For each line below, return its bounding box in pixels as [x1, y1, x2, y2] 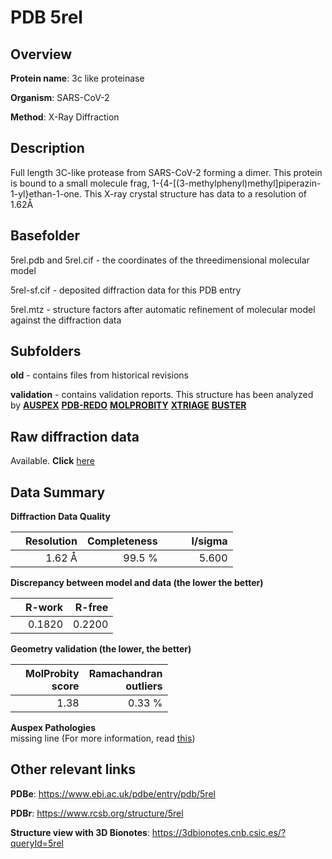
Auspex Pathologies [10, 722, 97, 734]
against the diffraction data [10, 314, 122, 326]
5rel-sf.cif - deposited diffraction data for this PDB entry [10, 284, 242, 296]
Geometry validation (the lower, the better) [10, 643, 192, 655]
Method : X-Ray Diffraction [10, 111, 120, 123]
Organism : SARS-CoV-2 [10, 92, 110, 103]
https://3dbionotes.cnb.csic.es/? [151, 826, 287, 838]
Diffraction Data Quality [10, 511, 111, 523]
